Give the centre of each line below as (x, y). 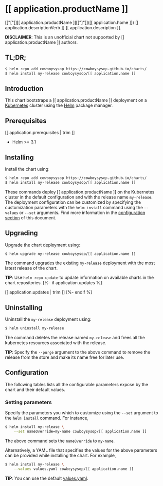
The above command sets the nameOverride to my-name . (60, 441)
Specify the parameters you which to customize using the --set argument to (81, 413)
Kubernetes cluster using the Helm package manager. (59, 105)
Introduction (24, 88)
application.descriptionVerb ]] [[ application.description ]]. (63, 27)
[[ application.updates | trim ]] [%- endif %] (49, 292)
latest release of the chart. (31, 268)
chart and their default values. (35, 389)
